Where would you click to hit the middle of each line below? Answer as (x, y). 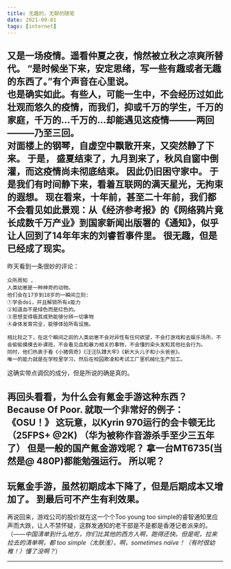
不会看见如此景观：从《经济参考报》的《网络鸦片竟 (115, 210)
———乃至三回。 (43, 133)
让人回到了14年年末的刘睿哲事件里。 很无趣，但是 (112, 235)
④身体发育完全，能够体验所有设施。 (51, 324)
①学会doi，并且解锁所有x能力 (44, 302)
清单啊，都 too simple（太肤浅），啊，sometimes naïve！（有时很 (117, 543)
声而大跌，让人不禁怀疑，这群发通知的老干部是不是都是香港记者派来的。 (109, 526)
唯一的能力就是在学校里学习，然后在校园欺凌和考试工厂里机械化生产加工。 (97, 360)
